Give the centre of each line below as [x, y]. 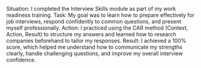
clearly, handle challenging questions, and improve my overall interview [94, 53]
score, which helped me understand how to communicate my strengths [94, 47]
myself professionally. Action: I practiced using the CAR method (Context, [97, 28]
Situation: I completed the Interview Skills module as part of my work [91, 9]
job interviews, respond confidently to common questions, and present [94, 21]
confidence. [21, 60]
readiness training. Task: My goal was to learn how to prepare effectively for [100, 15]
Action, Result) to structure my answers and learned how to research [91, 34]
